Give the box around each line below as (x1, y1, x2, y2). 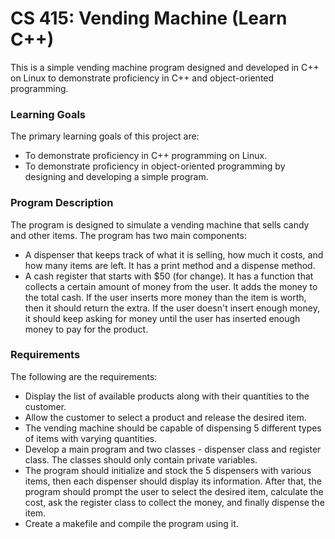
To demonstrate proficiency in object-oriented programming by (24, 160, 286, 172)
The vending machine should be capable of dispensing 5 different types (24, 422, 322, 434)
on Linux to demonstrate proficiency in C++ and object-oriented (10, 72, 275, 84)
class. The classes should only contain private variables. (24, 453, 258, 466)
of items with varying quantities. (24, 432, 158, 444)
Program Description (10, 196, 114, 210)
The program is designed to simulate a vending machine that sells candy (10, 218, 310, 231)
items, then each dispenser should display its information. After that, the (24, 475, 322, 487)
